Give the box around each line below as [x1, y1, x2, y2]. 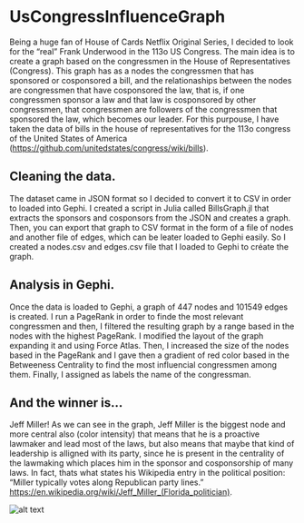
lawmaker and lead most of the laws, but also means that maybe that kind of [9, 439, 295, 449]
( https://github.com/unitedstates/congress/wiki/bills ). [9, 143, 209, 153]
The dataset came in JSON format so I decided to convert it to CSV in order [9, 192, 292, 203]
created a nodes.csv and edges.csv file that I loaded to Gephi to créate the [9, 241, 289, 252]
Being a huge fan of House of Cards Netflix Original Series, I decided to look [9, 36, 294, 47]
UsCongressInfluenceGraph [9, 6, 226, 27]
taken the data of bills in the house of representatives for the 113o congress [9, 123, 291, 133]
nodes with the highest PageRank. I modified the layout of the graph [9, 330, 264, 341]
